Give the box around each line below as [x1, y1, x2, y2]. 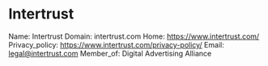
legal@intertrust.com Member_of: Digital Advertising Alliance [8, 48, 212, 58]
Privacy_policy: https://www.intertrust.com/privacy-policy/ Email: [8, 39, 224, 49]
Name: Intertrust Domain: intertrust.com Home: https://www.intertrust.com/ [8, 31, 260, 41]
